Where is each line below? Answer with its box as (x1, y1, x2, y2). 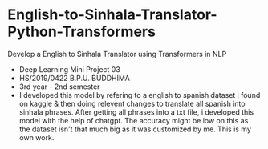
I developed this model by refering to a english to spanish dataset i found (18, 90, 261, 99)
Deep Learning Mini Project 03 (18, 64, 121, 74)
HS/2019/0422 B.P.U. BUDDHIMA (18, 73, 130, 83)
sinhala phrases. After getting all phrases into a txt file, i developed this (18, 107, 254, 117)
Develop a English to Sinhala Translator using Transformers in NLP (7, 49, 227, 58)
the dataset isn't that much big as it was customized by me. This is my (18, 124, 252, 134)
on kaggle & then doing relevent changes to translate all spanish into (18, 99, 246, 108)
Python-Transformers (7, 22, 156, 41)
